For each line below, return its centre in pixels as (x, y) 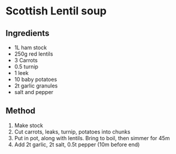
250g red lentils (34, 54)
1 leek (21, 73)
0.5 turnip (26, 67)
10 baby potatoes (36, 79)
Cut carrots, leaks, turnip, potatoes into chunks (72, 132)
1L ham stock (31, 47)
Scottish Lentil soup (56, 11)
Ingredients (28, 33)
